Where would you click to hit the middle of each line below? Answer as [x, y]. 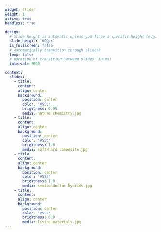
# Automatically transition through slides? [55, 50]
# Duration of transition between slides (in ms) [60, 59]
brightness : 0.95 [40, 109]
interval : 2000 [25, 64]
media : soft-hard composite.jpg [55, 150]
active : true [18, 19]
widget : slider [20, 10]
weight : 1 [15, 14]
